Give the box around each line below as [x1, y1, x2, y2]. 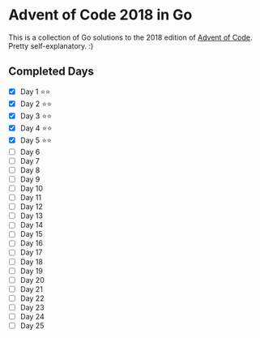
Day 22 [19, 293, 45, 303]
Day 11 [19, 193, 42, 203]
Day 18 [19, 257, 43, 267]
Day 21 [19, 284, 43, 293]
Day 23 [19, 302, 45, 312]
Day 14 [19, 220, 44, 230]
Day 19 [19, 266, 43, 276]
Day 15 [19, 229, 43, 239]
